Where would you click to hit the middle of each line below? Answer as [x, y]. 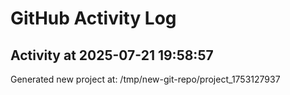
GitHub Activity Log [93, 18]
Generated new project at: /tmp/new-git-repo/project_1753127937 [145, 79]
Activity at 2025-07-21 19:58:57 [112, 55]
